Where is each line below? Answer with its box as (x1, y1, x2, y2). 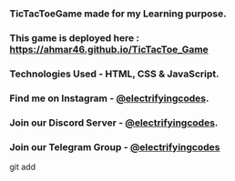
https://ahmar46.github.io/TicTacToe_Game (9, 43, 209, 55)
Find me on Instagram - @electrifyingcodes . (9, 92, 209, 105)
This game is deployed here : (9, 31, 139, 44)
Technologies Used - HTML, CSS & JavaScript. (9, 67, 220, 80)
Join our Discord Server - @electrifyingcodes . (9, 116, 219, 129)
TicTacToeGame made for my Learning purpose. (9, 7, 227, 20)
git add (9, 161, 36, 172)
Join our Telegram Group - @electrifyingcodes (9, 140, 220, 153)
